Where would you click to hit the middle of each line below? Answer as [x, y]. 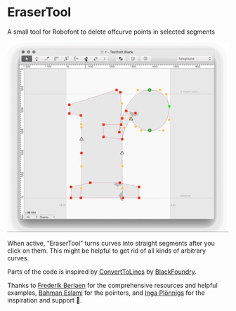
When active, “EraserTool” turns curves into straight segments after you [111, 244]
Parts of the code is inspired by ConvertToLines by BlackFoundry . [102, 272]
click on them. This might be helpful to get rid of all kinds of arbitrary [106, 251]
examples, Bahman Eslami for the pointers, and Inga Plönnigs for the [106, 293]
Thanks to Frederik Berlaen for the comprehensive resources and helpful [112, 286]
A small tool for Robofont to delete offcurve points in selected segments [111, 32]
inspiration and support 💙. [45, 300]
